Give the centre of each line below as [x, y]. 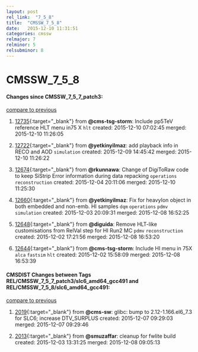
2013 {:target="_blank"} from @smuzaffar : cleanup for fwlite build [95, 336]
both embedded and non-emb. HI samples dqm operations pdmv [91, 206]
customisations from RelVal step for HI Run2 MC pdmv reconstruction [99, 231]
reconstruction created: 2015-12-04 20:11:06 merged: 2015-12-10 [95, 183]
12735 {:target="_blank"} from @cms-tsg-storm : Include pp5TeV [94, 121]
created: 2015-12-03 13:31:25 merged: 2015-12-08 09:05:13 [87, 342]
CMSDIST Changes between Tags [49, 275]
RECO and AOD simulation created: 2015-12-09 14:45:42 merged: [95, 152]
